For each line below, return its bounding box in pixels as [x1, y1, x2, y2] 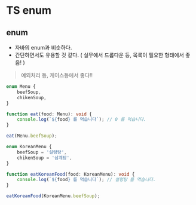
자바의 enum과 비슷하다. [14, 44, 72, 51]
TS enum [6, 4, 52, 17]
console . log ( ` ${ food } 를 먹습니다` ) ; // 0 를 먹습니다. [17, 117, 146, 123]
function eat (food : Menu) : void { [6, 111, 93, 117]
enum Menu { [6, 84, 36, 90]
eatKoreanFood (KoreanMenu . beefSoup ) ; [6, 193, 100, 199]
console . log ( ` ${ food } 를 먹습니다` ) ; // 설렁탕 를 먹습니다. [17, 177, 157, 183]
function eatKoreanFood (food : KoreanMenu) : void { [6, 171, 135, 177]
